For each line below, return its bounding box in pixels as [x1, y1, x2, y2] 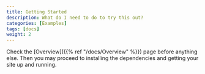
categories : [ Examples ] [6, 20, 67, 26]
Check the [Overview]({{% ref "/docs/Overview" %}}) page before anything [6, 48, 198, 55]
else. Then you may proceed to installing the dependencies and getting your [6, 55, 199, 62]
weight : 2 [6, 32, 32, 38]
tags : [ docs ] [6, 25, 40, 32]
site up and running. [6, 61, 57, 69]
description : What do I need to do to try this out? [6, 15, 144, 21]
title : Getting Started [6, 8, 67, 15]
